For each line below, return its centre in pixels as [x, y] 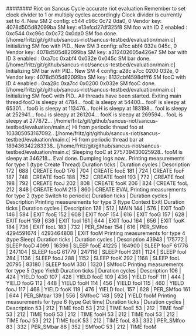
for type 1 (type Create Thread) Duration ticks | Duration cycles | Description [98, 164]
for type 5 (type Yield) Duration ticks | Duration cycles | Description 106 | [94, 271]
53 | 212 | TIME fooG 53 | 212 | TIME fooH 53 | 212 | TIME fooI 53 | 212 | [92, 314]
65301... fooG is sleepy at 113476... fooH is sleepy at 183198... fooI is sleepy [97, 108]
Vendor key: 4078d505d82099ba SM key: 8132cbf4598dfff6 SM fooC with [96, 77]
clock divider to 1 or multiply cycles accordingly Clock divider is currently [94, 15]
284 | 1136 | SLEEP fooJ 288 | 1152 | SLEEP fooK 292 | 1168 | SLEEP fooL [93, 258]
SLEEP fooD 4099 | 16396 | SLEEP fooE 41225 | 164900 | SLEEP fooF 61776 [97, 246]
